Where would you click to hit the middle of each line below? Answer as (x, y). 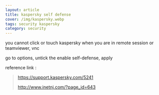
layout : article (22, 10)
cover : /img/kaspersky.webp (35, 19)
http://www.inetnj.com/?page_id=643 (57, 87)
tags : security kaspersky (32, 24)
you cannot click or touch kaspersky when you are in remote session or (79, 43)
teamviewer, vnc (22, 48)
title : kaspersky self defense (38, 15)
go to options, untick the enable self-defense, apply (59, 58)
